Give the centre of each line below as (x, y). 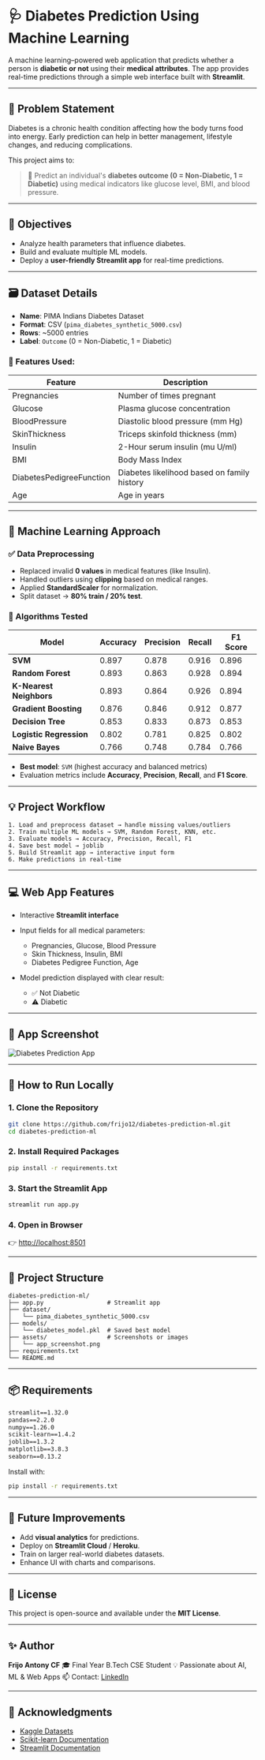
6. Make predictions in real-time (65, 860)
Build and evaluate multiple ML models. (83, 252)
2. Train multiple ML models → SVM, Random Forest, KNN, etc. (112, 832)
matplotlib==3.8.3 (38, 1449)
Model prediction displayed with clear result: (91, 978)
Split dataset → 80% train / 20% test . (81, 596)
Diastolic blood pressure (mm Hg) (180, 421)
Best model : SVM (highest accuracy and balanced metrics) (113, 766)
